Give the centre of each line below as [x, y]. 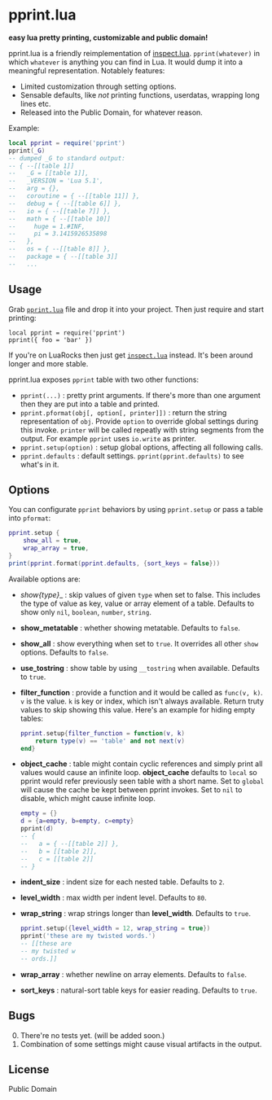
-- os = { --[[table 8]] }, [60, 249]
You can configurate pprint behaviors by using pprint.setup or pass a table [136, 510]
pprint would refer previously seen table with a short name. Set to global [142, 781]
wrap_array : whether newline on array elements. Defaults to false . [133, 974]
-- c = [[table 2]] [57, 859]
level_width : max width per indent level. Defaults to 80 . [113, 898]
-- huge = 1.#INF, [47, 226]
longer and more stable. [48, 363]
